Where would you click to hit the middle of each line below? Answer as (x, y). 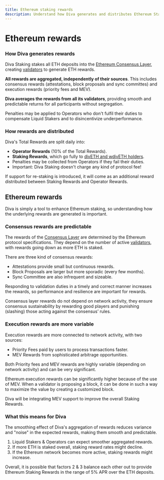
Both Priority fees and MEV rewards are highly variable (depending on (75, 364)
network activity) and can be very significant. (51, 369)
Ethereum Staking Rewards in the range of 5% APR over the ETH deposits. (80, 472)
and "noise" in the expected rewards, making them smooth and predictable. (81, 432)
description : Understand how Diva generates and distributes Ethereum (78, 14)
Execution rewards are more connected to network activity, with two (74, 335)
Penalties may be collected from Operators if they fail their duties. (78, 162)
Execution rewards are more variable (50, 324)
